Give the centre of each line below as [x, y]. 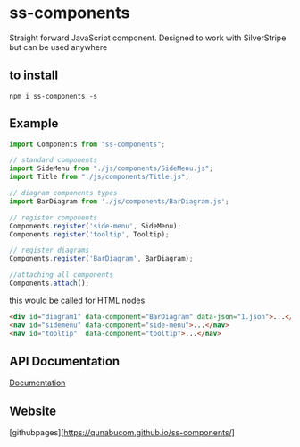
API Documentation [65, 361]
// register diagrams [50, 250]
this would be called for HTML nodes [77, 300]
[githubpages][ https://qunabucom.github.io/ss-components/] [122, 433]
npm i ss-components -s [54, 96]
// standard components [54, 160]
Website [33, 411]
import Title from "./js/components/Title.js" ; [100, 177]
